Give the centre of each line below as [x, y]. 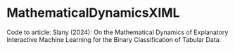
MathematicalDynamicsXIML [93, 13]
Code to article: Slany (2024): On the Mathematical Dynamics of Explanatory [118, 32]
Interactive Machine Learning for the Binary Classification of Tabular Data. [114, 39]
